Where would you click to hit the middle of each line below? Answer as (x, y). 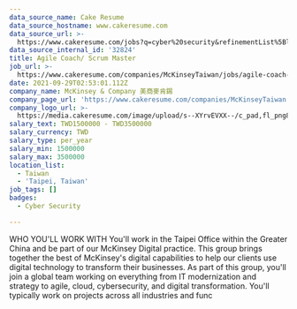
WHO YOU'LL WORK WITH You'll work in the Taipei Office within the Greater (148, 238)
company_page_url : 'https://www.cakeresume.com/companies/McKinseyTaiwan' (150, 99)
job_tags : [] (33, 190)
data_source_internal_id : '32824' (73, 50)
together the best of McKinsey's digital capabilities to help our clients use (143, 258)
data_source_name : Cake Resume (67, 17)
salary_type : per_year (51, 140)
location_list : (37, 165)
